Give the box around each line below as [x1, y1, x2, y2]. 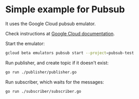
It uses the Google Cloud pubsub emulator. [5, 21, 96, 27]
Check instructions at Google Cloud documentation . [5, 30, 115, 36]
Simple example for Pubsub [5, 4, 125, 15]
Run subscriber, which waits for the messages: [5, 78, 104, 85]
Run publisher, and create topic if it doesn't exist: [5, 60, 109, 66]
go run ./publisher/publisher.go [5, 69, 77, 75]
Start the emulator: [5, 40, 45, 47]
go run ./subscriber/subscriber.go [5, 89, 82, 94]
